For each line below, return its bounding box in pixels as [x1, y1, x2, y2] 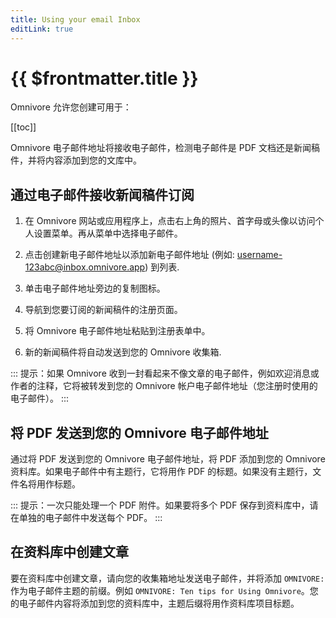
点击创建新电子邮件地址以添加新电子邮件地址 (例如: [24, 249, 235, 261]
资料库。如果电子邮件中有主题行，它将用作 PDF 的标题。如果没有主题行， [10, 466, 313, 478]
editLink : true [10, 24, 74, 34]
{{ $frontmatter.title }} [10, 67, 199, 90]
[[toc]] [10, 121, 37, 133]
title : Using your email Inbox [10, 14, 141, 25]
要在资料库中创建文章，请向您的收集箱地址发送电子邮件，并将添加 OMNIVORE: [10, 572, 325, 584]
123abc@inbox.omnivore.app [24, 261, 146, 273]
